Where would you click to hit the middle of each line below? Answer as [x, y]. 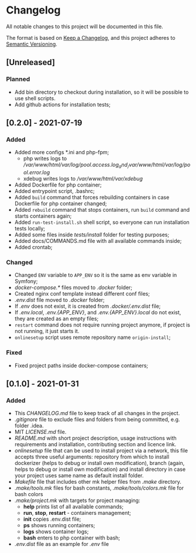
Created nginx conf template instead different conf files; [82, 294]
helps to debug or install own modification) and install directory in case [100, 469]
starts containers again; [43, 216]
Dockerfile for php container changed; [61, 203]
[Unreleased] [31, 62]
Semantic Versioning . [32, 44]
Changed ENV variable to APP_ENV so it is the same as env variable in [96, 275]
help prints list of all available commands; [73, 507]
